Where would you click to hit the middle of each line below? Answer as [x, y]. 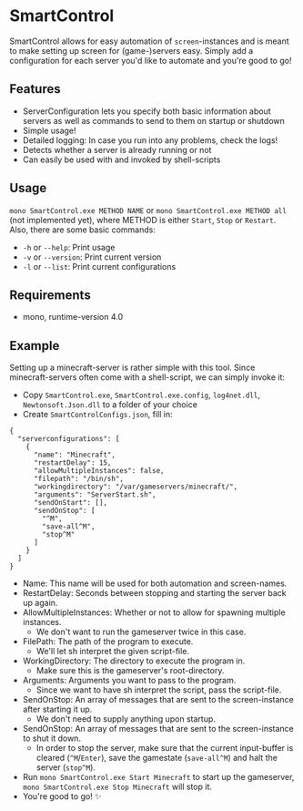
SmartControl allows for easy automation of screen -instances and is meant [149, 41]
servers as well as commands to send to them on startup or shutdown [153, 120]
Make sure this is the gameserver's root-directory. [130, 671]
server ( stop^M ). [66, 767]
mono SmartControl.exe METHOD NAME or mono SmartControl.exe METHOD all [148, 210]
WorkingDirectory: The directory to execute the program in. [134, 661]
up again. [40, 603]
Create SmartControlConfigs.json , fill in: [97, 415]
